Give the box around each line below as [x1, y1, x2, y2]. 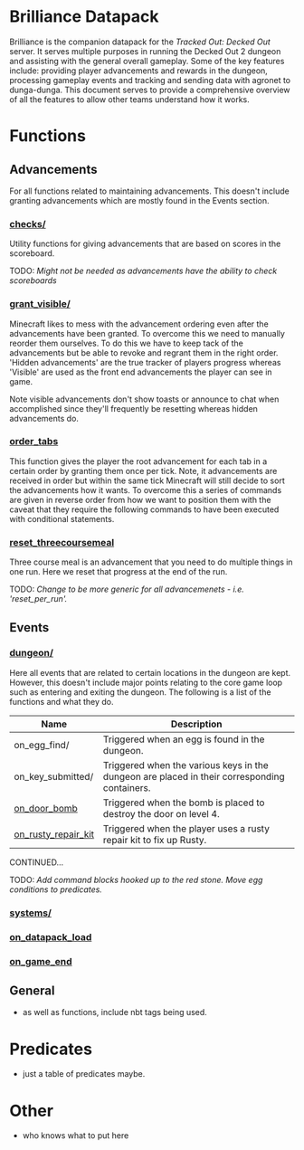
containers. [102, 781, 151, 794]
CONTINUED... [9, 857, 64, 868]
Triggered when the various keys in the [102, 758, 269, 771]
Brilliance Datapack [9, 6, 159, 27]
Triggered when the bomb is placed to [102, 796, 265, 809]
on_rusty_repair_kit [14, 828, 95, 841]
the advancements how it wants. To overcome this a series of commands [9, 484, 282, 495]
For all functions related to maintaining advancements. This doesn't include [9, 185, 290, 196]
